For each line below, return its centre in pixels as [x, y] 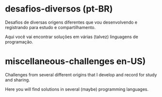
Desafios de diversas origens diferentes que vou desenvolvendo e [71, 22]
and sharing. [17, 80]
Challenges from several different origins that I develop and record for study [81, 75]
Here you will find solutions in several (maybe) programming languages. [77, 89]
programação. [19, 42]
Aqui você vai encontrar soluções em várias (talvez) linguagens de [72, 37]
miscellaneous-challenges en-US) [75, 62]
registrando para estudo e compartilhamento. [50, 27]
